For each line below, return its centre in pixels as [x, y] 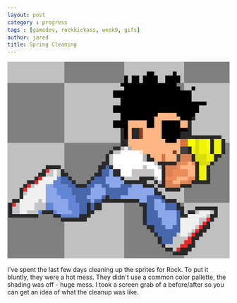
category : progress [38, 22]
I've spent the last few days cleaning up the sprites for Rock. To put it [108, 269]
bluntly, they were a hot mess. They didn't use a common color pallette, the [117, 277]
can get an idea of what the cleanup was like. [73, 292]
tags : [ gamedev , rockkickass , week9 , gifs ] [74, 30]
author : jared [28, 37]
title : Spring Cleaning [42, 45]
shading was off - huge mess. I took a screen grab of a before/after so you [116, 284]
